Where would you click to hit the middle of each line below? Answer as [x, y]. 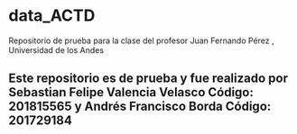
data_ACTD [52, 16]
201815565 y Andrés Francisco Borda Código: [140, 107]
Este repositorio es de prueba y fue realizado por [148, 79]
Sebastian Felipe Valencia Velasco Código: [131, 92]
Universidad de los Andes [56, 49]
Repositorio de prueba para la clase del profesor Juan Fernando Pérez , [141, 40]
